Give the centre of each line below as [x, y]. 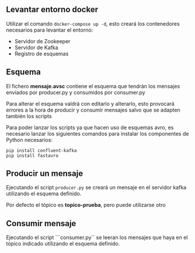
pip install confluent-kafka [41, 150]
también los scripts [29, 116]
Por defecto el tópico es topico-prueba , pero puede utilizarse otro [86, 205]
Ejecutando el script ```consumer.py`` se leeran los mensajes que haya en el [97, 238]
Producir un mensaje [45, 174]
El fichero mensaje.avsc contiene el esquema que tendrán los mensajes [93, 86]
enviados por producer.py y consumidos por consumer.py [76, 92]
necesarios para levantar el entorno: [50, 30]
